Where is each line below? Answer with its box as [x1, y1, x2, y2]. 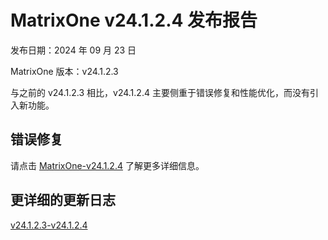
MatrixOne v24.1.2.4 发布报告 [10, 9, 258, 32]
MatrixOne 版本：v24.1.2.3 [10, 65, 119, 77]
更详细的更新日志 [10, 192, 116, 209]
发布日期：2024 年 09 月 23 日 [10, 44, 137, 56]
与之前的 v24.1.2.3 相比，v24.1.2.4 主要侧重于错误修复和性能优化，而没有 [10, 86, 310, 98]
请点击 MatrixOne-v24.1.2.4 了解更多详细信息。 [10, 159, 205, 171]
